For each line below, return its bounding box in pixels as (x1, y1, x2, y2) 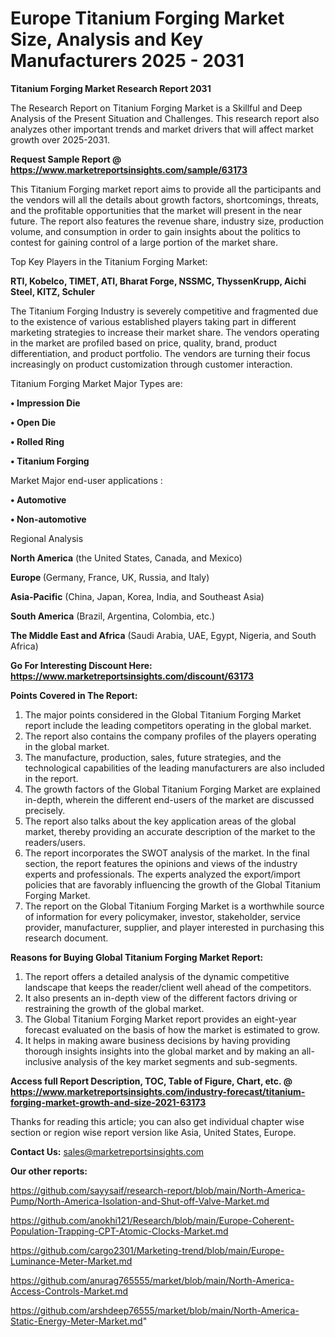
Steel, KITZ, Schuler (10, 285, 96, 297)
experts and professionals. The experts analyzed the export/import (24, 868, 301, 880)
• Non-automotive (10, 513, 87, 525)
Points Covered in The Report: (10, 689, 138, 701)
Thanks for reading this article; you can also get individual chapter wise (10, 1115, 305, 1127)
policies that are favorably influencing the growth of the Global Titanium (24, 878, 322, 891)
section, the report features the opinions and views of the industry (24, 857, 298, 869)
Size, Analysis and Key (10, 28, 204, 51)
